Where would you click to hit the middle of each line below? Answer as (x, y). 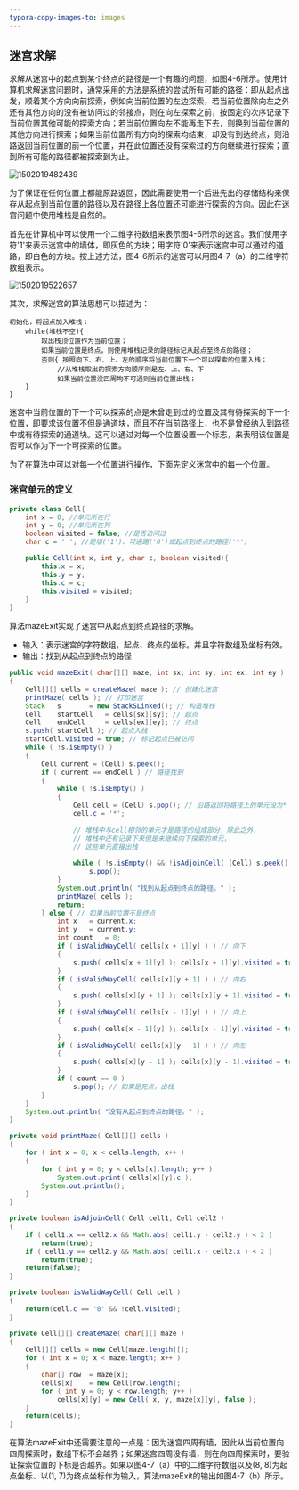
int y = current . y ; (97, 930)
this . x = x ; (64, 566)
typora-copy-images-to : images (67, 17)
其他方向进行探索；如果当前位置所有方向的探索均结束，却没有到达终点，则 (145, 134)
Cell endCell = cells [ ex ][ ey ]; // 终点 (112, 722)
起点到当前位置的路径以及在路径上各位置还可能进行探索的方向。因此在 (153, 204)
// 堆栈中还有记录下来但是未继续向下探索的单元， (152, 838)
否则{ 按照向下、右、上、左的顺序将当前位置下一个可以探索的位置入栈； (154, 360)
